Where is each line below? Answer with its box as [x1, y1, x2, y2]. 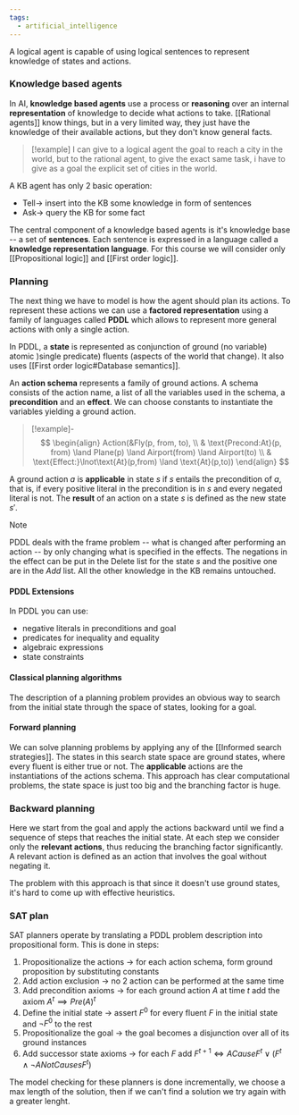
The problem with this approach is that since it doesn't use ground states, [9, 878, 280, 888]
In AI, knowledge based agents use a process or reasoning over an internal [9, 97, 290, 108]
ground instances [21, 1037, 87, 1048]
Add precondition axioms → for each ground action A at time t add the [21, 985, 280, 996]
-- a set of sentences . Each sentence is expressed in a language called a [9, 233, 278, 244]
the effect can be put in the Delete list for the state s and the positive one [9, 556, 278, 567]
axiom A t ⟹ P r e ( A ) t [21, 994, 96, 1007]
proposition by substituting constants [21, 967, 160, 977]
